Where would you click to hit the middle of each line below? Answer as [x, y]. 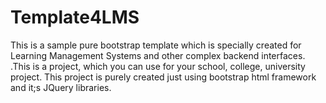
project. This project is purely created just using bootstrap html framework [163, 77]
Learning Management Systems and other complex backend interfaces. [158, 55]
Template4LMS [75, 17]
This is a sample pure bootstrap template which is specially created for [156, 45]
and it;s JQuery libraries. [61, 87]
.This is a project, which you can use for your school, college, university [158, 66]
